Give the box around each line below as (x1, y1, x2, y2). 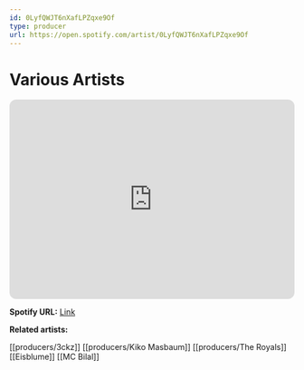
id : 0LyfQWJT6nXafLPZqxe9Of (9, 13, 116, 23)
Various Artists (9, 69, 125, 90)
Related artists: (9, 324, 69, 336)
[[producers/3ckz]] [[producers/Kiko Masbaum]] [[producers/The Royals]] (9, 342, 287, 353)
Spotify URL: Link (9, 307, 76, 317)
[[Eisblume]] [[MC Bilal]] (9, 351, 100, 363)
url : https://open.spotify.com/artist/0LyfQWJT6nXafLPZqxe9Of (9, 30, 249, 39)
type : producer (9, 22, 67, 31)
